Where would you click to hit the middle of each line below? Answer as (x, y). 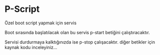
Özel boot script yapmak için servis (41, 23)
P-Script (22, 9)
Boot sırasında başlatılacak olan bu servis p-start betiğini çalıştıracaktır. (77, 32)
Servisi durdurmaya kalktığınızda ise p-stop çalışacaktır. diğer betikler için (80, 42)
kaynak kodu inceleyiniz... (31, 47)
